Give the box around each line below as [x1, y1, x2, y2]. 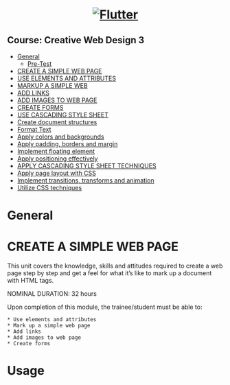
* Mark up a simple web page [7, 323, 91, 329]
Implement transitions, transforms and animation [16, 176, 154, 185]
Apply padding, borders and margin [16, 140, 118, 148]
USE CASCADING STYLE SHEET [16, 110, 108, 119]
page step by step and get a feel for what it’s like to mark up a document [7, 269, 212, 277]
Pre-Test [27, 60, 52, 68]
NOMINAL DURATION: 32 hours [7, 290, 97, 298]
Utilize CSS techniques [16, 184, 82, 191]
